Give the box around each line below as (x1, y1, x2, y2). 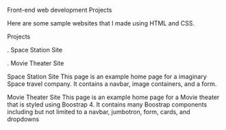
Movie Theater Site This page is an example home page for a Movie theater (7, 93, 220, 101)
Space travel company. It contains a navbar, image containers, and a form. (7, 80, 217, 88)
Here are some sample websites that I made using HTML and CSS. (7, 19, 195, 27)
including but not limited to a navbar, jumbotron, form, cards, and (7, 108, 190, 116)
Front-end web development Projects (7, 6, 112, 14)
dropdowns (7, 115, 40, 123)
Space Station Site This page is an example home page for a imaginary (7, 72, 207, 80)
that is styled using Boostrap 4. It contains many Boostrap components (7, 100, 208, 109)
